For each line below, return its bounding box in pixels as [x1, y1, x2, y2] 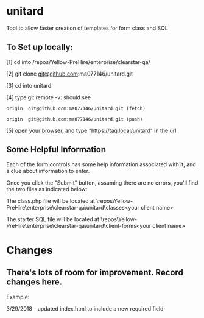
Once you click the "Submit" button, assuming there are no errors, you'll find [6, 178, 199, 186]
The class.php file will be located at [6, 197, 96, 205]
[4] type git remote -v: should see [6, 93, 91, 101]
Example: [6, 293, 30, 300]
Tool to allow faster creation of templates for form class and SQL [6, 24, 169, 32]
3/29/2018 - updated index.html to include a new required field [6, 305, 164, 312]
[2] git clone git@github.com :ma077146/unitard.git [6, 70, 133, 77]
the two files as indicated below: [6, 185, 88, 193]
